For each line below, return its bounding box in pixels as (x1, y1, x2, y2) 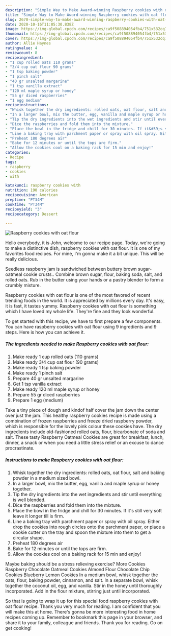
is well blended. (12, 497, 46, 503)
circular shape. (12, 535, 44, 541)
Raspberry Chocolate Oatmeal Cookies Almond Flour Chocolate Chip (5, 567, 150, 573)
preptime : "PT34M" (5, 197, 44, 202)
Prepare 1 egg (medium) (12, 397, 64, 404)
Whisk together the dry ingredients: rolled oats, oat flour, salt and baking (12, 469, 165, 476)
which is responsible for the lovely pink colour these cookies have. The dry (5, 423, 162, 430)
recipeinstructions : (5, 103, 49, 108)
